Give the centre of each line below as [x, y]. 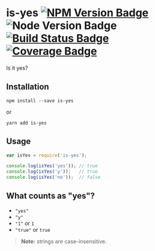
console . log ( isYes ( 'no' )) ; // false [53, 178]
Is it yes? [17, 68]
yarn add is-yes [26, 123]
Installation [28, 87]
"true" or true [32, 229]
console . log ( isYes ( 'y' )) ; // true [52, 172]
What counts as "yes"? [50, 196]
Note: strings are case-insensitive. [64, 241]
